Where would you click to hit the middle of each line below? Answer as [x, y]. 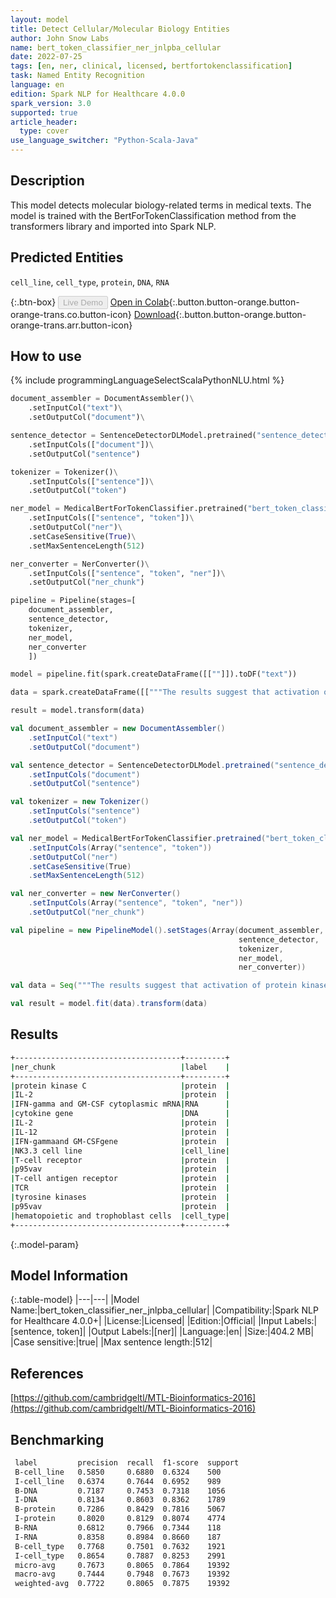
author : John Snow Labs [60, 38]
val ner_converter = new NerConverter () [96, 894]
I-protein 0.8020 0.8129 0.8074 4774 [120, 1519]
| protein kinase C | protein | [120, 1086]
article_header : [44, 122]
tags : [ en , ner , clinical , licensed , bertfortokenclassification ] [151, 66]
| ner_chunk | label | [120, 1067]
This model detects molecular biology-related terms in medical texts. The [161, 205]
